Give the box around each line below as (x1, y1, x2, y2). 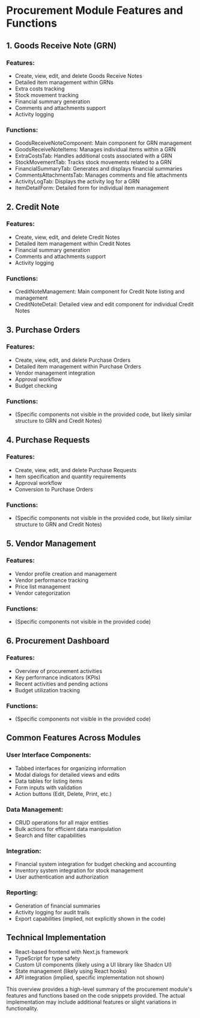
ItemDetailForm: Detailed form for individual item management (14, 185, 169, 192)
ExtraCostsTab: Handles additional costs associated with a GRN (14, 152, 172, 160)
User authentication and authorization (14, 873, 109, 880)
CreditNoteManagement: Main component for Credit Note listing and (14, 288, 185, 296)
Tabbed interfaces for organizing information (14, 764, 126, 772)
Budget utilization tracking (14, 686, 80, 694)
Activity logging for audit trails (14, 908, 90, 915)
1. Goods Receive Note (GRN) (6, 40, 117, 51)
